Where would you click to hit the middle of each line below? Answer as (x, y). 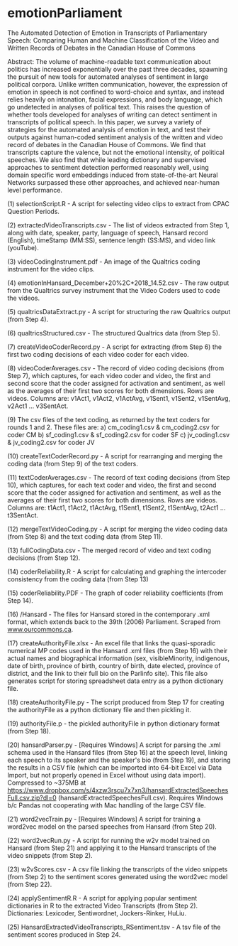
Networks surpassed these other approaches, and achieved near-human (114, 182)
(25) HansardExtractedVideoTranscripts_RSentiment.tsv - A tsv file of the (114, 927)
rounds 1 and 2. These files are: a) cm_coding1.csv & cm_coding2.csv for (113, 427)
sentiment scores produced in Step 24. (64, 934)
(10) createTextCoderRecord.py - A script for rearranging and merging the (115, 456)
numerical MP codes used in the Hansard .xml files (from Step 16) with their (118, 650)
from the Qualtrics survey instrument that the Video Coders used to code (114, 290)
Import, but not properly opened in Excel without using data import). (107, 775)
